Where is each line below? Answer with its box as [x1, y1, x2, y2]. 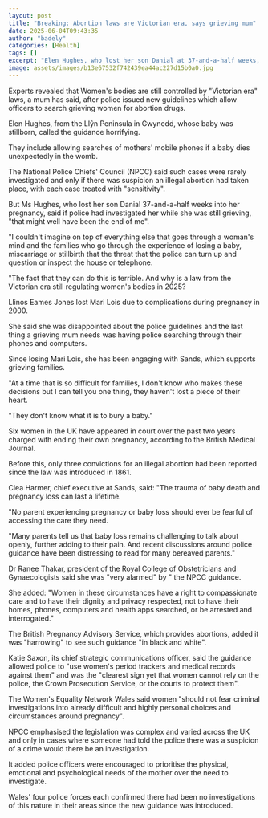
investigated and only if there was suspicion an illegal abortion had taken [8, 175, 250, 185]
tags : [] [8, 49, 38, 57]
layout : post [8, 11, 52, 20]
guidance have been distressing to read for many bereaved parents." [8, 547, 236, 558]
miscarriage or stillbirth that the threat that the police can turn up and [8, 249, 237, 258]
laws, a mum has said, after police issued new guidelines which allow [8, 94, 238, 104]
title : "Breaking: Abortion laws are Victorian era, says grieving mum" [8, 19, 257, 27]
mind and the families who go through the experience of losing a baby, [8, 240, 242, 250]
